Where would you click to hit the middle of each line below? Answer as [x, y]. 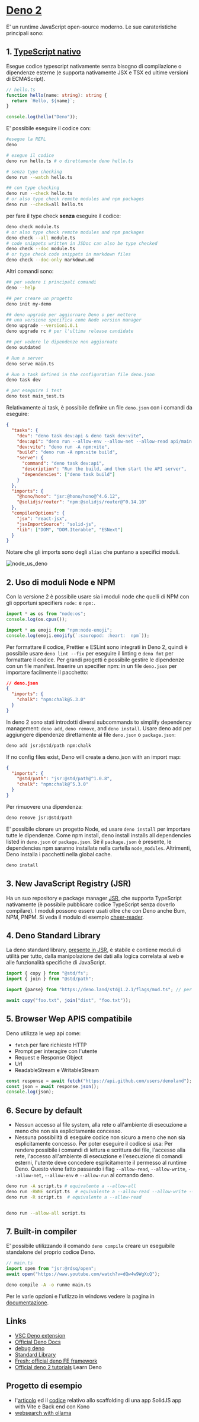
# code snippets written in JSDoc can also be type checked [82, 243]
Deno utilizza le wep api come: [44, 1033]
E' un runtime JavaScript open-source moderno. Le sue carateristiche [92, 27]
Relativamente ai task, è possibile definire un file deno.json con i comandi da [99, 407]
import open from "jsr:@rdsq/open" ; [51, 1269]
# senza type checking [34, 172]
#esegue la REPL [26, 139]
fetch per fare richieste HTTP [51, 1045]
